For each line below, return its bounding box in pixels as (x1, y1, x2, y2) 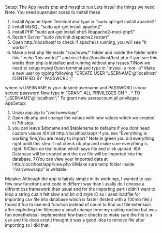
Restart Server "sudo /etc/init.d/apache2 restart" (12, 34, 110, 40)
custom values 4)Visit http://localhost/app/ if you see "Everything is (12, 131, 147, 136)
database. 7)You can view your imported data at (12, 156, 108, 162)
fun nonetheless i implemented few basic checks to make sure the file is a (5, 212, 152, 217)
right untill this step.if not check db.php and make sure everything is (12, 141, 148, 146)
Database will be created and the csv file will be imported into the (12, 151, 143, 157)
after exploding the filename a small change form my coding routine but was (5, 207, 157, 213)
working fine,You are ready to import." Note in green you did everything (12, 135, 155, 141)
